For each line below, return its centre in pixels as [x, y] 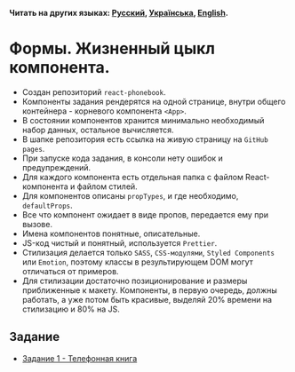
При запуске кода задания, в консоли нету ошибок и [123, 158]
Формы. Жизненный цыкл [112, 49]
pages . [33, 148]
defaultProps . [47, 205]
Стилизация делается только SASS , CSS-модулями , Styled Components [148, 252]
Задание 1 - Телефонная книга [80, 358]
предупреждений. [56, 167]
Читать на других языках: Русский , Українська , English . [119, 13]
